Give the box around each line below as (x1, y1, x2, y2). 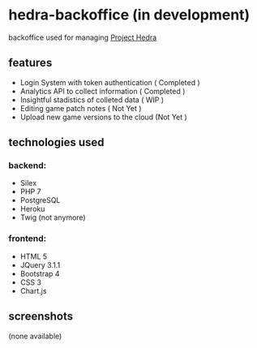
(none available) (8, 331, 62, 341)
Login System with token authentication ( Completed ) (19, 77, 200, 87)
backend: (8, 160, 47, 171)
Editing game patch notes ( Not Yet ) (19, 103, 142, 113)
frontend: (8, 233, 47, 244)
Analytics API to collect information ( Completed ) (19, 86, 186, 96)
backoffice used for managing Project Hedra (8, 32, 157, 42)
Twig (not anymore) (19, 213, 87, 222)
